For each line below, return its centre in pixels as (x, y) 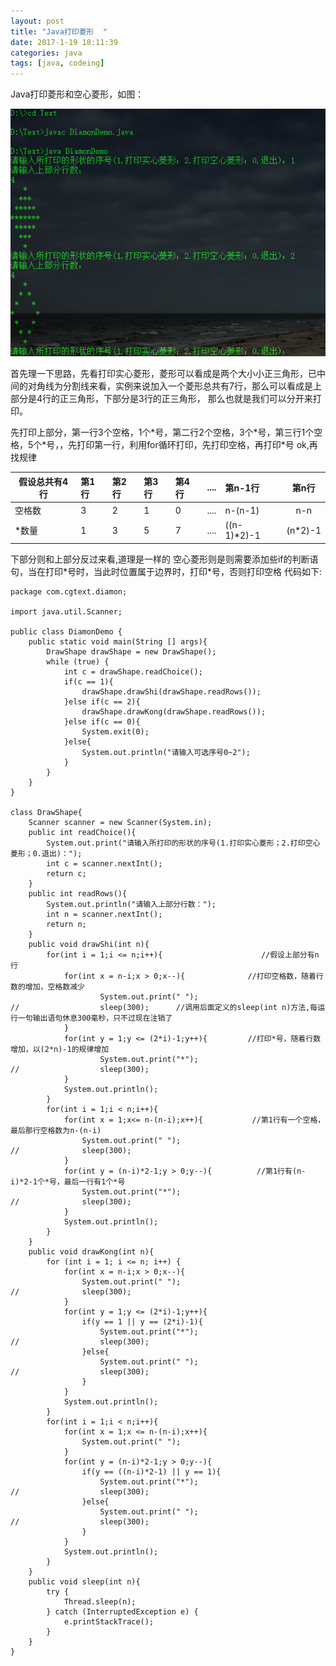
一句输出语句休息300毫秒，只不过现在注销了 (95, 1018)
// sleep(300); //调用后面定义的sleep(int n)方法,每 (164, 1007)
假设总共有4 (43, 481)
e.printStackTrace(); (109, 1621)
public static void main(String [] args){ (118, 641)
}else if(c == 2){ (102, 701)
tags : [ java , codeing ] (57, 63)
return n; (66, 924)
